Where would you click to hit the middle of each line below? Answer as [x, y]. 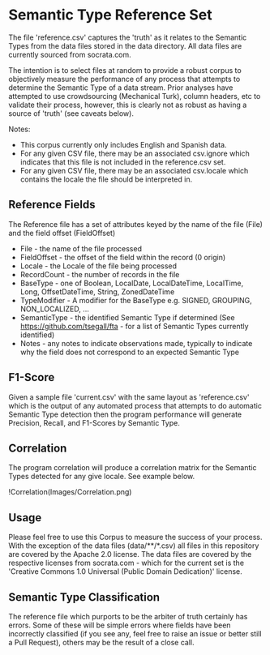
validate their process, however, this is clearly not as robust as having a [128, 105]
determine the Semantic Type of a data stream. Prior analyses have [121, 88]
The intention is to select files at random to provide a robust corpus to [125, 70]
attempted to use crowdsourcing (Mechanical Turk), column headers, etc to [135, 96]
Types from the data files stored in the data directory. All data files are [125, 45]
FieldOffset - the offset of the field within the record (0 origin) [123, 257]
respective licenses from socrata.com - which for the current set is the [126, 563]
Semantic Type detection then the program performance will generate [125, 414]
